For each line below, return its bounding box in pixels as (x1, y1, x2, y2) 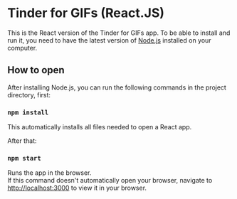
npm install (7, 108, 49, 117)
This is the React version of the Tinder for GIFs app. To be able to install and (7, 28, 231, 37)
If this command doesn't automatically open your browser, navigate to (7, 176, 213, 185)
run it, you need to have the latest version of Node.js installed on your (7, 36, 211, 44)
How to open (7, 64, 65, 76)
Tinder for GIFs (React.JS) (7, 5, 165, 21)
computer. (7, 43, 38, 52)
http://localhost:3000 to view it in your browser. (7, 183, 147, 193)
